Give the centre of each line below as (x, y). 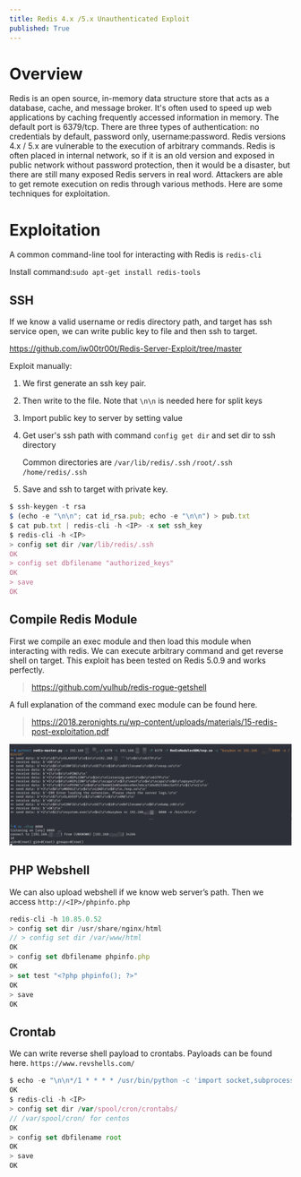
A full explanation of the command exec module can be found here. (133, 704)
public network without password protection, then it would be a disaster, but (150, 165)
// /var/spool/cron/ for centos (69, 1118)
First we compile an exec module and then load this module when (130, 641)
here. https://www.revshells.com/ (72, 1063)
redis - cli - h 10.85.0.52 (56, 919)
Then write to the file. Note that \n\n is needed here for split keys (142, 401)
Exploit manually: (41, 366)
